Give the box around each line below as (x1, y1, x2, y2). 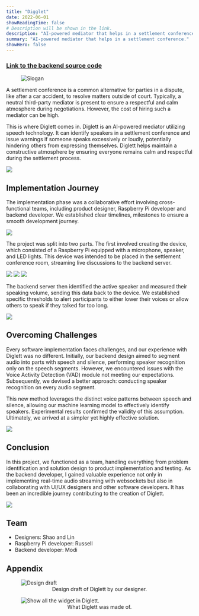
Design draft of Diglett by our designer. (52, 586, 147, 593)
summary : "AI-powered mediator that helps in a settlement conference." (6, 36, 190, 42)
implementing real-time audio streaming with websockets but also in (6, 477, 173, 484)
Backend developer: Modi (14, 547, 78, 554)
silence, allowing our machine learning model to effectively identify (6, 401, 170, 408)
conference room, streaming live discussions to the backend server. (6, 259, 172, 266)
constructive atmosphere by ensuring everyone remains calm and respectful (6, 148, 192, 155)
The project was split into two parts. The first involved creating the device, (6, 240, 188, 247)
